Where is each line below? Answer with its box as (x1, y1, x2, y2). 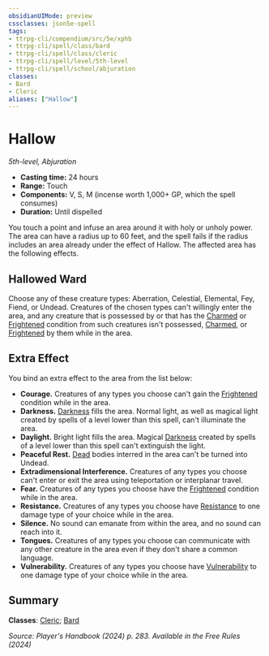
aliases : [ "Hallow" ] (8, 95, 79, 103)
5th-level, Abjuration (8, 157, 77, 166)
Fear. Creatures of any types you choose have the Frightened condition (19, 484, 259, 494)
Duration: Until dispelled (19, 207, 103, 217)
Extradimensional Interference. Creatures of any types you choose (19, 466, 247, 476)
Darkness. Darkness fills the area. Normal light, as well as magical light (19, 406, 258, 416)
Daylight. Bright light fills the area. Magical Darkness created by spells (19, 432, 257, 442)
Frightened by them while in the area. (8, 328, 133, 338)
